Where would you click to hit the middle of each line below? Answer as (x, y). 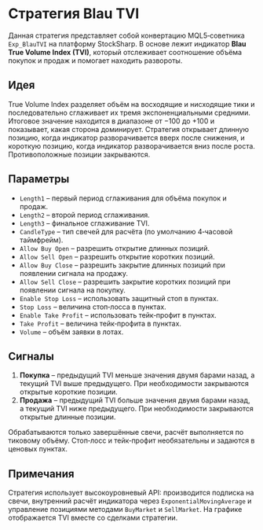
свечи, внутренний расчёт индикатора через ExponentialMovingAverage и (130, 501)
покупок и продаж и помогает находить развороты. (95, 61)
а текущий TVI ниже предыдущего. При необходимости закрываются (136, 409)
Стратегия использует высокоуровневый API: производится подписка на (131, 493)
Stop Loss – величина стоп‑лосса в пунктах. (93, 307)
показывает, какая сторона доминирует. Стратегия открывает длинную (129, 129)
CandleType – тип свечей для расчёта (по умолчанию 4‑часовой (126, 231)
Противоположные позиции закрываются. (79, 154)
